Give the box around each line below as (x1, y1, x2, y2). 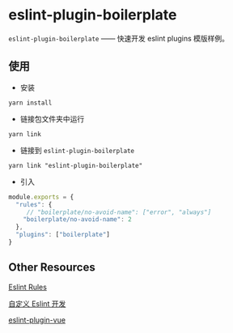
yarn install (8, 99, 53, 107)
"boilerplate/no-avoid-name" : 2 (23, 216, 132, 224)
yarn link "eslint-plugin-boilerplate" (8, 161, 143, 169)
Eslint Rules (8, 282, 47, 292)
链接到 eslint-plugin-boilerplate (19, 145, 135, 155)
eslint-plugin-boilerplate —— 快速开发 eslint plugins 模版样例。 (8, 33, 229, 43)
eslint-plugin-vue (8, 314, 66, 325)
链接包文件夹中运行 (19, 113, 85, 123)
